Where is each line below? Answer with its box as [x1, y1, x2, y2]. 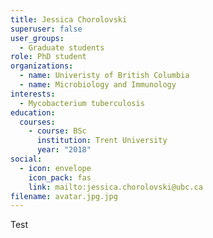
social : [10, 154, 43, 164]
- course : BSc [28, 126, 87, 136]
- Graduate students [19, 42, 105, 53]
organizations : [10, 61, 74, 71]
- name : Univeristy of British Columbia [19, 71, 190, 81]
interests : [10, 89, 56, 99]
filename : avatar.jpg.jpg [10, 191, 118, 201]
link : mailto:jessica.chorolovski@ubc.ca [28, 182, 203, 192]
